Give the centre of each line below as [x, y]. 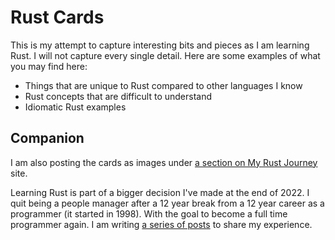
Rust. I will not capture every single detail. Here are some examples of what [165, 55]
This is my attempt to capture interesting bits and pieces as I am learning [160, 45]
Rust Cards [57, 17]
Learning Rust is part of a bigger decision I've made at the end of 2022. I [160, 192]
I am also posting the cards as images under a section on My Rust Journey [164, 162]
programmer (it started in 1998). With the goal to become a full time [149, 213]
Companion [47, 138]
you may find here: [49, 66]
